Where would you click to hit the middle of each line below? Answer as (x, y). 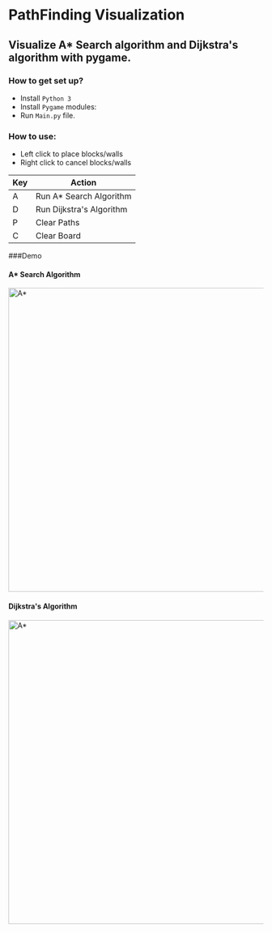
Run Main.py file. (47, 115)
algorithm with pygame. (70, 57)
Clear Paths (57, 223)
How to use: (32, 136)
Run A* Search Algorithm (83, 196)
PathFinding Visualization (97, 15)
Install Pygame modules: (58, 106)
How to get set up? (46, 80)
